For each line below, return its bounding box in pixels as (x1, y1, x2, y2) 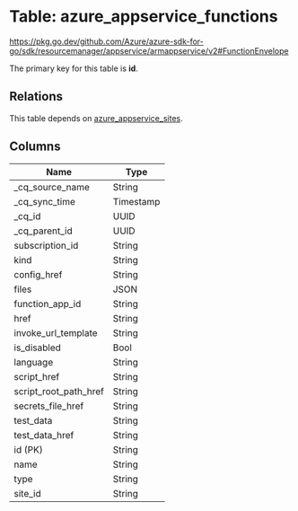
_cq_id (13, 209, 41, 222)
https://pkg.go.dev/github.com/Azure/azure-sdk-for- (9, 36, 204, 47)
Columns (9, 139, 61, 154)
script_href (13, 370, 60, 383)
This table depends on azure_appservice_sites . (9, 112, 183, 123)
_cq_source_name (13, 181, 90, 193)
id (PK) (13, 443, 43, 455)
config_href (13, 268, 63, 280)
